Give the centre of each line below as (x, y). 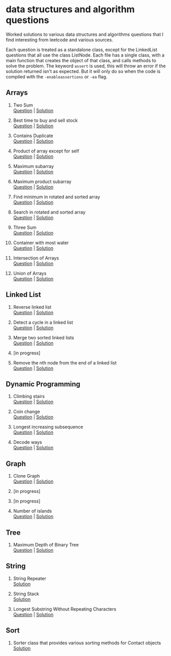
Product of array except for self (46, 151)
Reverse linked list (32, 307)
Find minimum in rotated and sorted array (57, 197)
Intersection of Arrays (36, 258)
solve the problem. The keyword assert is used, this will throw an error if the (86, 66)
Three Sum (25, 227)
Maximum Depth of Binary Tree (46, 545)
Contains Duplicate (33, 136)
